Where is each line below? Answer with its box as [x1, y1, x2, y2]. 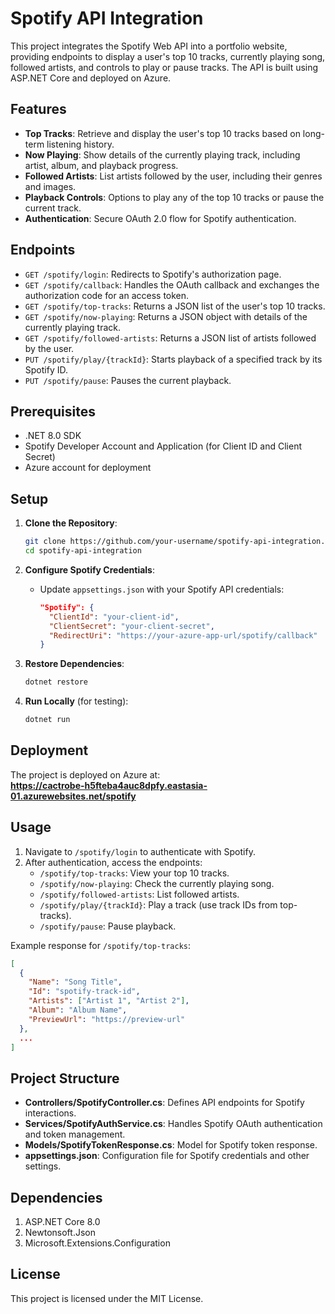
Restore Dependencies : [24, 658, 125, 670]
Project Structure [10, 1070, 120, 1087]
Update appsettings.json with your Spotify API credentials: [39, 583, 285, 595]
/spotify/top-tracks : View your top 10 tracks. [39, 867, 230, 879]
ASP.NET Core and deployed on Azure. [10, 72, 172, 84]
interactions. [24, 1107, 77, 1119]
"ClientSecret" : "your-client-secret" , [48, 621, 215, 631]
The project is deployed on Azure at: [10, 768, 161, 781]
